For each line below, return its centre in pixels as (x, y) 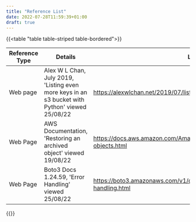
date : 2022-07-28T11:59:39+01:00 (47, 17)
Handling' (57, 185)
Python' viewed (65, 107)
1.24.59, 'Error (64, 177)
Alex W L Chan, (65, 71)
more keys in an (65, 92)
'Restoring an (62, 138)
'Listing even (61, 85)
